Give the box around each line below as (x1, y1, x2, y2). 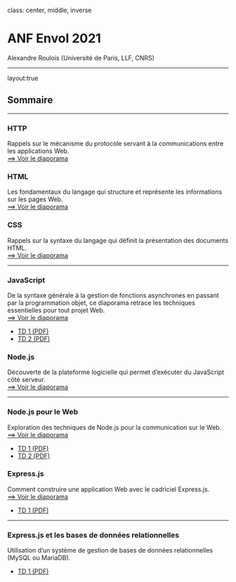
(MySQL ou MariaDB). (7, 554, 71, 562)
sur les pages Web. (7, 195, 63, 204)
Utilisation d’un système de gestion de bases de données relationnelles (7, 546, 213, 555)
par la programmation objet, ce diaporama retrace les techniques (7, 298, 195, 307)
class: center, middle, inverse (7, 6, 92, 14)
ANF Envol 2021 (7, 31, 102, 46)
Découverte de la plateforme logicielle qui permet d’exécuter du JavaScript (7, 368, 225, 376)
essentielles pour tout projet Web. (7, 305, 105, 315)
